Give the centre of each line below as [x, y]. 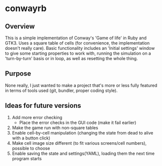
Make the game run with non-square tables [55, 128]
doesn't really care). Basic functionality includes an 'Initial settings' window [80, 48]
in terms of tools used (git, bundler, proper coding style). [61, 91]
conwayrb [26, 8]
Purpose [18, 74]
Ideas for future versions [43, 106]
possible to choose [31, 148]
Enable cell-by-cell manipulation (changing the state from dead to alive [82, 133]
